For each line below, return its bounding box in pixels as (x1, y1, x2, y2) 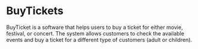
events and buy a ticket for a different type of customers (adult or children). (6, 36, 193, 43)
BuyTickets (6, 4, 64, 18)
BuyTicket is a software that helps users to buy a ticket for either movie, (6, 24, 184, 31)
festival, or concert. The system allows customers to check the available (6, 30, 184, 37)
